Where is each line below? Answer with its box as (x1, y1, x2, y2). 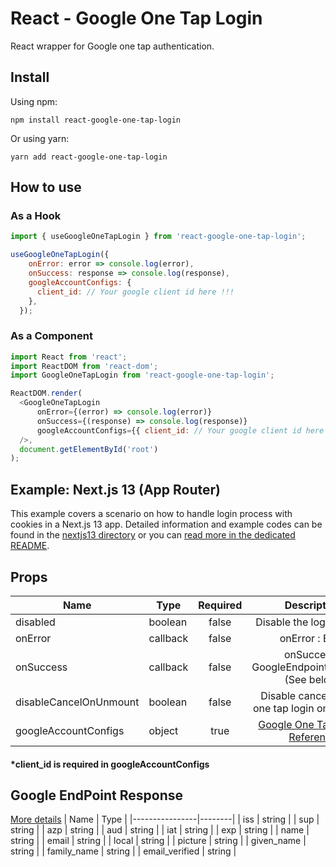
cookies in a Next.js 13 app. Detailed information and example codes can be (10, 518, 323, 531)
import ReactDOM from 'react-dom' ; (10, 361, 159, 371)
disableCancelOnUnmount (15, 695, 140, 709)
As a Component (10, 329, 93, 343)
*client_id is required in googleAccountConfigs (10, 758, 210, 770)
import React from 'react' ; (10, 352, 128, 362)
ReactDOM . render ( (10, 388, 83, 399)
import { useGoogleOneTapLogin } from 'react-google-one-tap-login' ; (10, 232, 307, 242)
